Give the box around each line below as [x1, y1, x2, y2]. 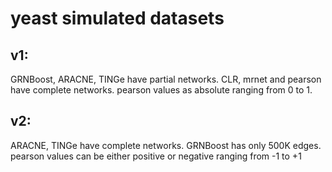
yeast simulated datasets [10, 7, 225, 30]
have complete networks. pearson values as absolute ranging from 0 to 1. [10, 84, 313, 96]
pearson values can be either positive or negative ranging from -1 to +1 [10, 150, 302, 162]
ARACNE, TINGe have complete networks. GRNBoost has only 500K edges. [10, 139, 322, 151]
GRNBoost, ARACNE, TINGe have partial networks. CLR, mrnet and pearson [10, 73, 322, 85]
